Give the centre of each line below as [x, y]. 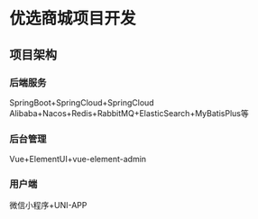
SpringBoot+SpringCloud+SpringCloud [82, 102]
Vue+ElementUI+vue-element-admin [78, 160]
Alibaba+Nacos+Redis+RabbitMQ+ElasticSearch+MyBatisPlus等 [129, 113]
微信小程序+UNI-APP [48, 205]
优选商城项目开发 [73, 18]
